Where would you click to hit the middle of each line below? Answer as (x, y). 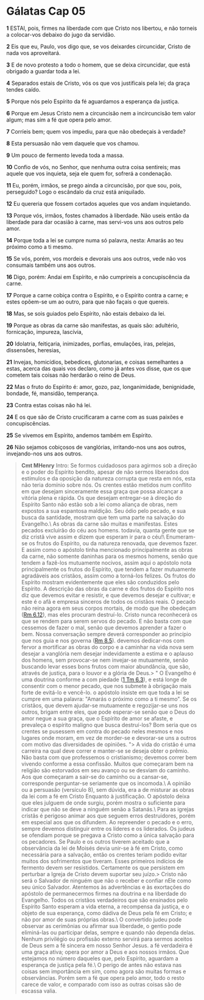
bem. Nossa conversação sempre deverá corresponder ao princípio (106, 634)
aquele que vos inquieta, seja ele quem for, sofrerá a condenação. (89, 173)
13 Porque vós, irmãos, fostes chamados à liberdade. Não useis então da (98, 216)
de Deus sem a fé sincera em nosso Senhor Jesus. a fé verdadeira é (107, 945)
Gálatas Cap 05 (46, 11)
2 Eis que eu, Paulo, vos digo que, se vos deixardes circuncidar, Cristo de (98, 46)
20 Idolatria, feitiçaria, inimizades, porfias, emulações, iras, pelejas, (91, 344)
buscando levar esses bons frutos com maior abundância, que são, (106, 666)
